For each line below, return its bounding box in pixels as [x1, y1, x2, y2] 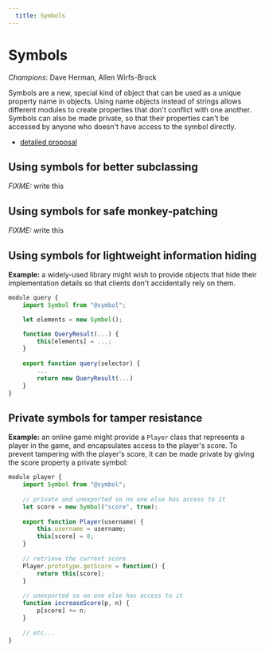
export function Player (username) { [22, 517, 145, 526]
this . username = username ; [37, 525, 127, 533]
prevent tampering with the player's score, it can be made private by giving [8, 450, 255, 459]
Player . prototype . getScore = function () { [22, 562, 166, 570]
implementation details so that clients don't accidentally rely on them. [8, 278, 236, 288]
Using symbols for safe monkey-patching [8, 204, 219, 218]
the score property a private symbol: [8, 458, 129, 467]
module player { [8, 473, 62, 481]
